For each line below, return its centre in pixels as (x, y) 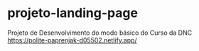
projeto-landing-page (73, 13)
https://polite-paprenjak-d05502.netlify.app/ (72, 40)
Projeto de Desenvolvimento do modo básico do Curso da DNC (100, 33)
